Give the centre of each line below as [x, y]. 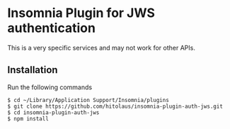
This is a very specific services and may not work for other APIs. [102, 47]
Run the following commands [50, 87]
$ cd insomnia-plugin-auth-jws [53, 112]
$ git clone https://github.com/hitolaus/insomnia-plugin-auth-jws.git [115, 106]
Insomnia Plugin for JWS [81, 13]
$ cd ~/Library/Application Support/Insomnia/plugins [88, 100]
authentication [51, 28]
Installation [33, 70]
